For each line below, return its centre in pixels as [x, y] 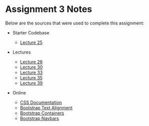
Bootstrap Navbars [39, 118]
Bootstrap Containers [42, 113]
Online [19, 92]
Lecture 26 [31, 61]
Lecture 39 [31, 83]
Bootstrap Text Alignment [46, 107]
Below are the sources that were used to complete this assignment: [75, 23]
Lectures [22, 52]
